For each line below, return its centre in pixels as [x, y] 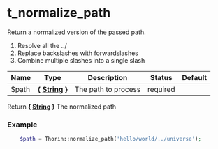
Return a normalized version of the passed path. [77, 32]
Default [194, 77]
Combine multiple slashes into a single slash [81, 60]
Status [161, 77]
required [161, 89]
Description [108, 77]
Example [22, 125]
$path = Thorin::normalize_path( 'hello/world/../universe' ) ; [110, 139]
